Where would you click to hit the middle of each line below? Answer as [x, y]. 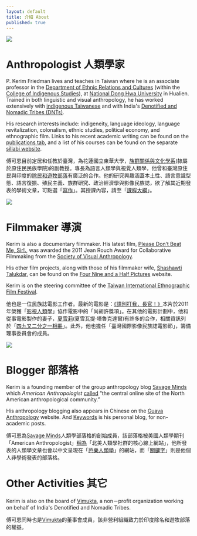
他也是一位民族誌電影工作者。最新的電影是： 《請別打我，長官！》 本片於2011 [97, 304]
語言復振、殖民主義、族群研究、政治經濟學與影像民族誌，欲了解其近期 [101, 183]
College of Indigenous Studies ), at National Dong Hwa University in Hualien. [98, 94]
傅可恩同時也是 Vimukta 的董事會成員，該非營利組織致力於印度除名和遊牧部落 [98, 520]
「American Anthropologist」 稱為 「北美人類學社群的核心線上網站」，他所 [94, 443]
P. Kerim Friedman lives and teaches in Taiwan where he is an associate [93, 81]
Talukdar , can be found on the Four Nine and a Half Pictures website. [89, 274]
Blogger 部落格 [43, 370]
